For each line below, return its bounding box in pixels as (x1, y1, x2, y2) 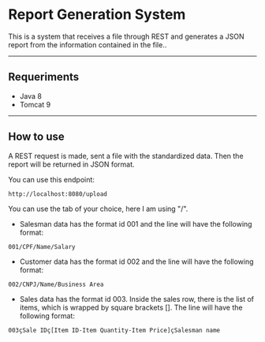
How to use (8, 130, 65, 144)
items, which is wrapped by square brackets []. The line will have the (19, 303, 243, 312)
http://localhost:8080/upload (8, 190, 108, 198)
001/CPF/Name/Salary (8, 242, 77, 250)
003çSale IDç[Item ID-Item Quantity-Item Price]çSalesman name (8, 326, 221, 334)
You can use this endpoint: (8, 175, 95, 184)
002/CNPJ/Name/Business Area (8, 280, 104, 288)
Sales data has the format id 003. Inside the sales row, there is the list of (19, 294, 255, 303)
